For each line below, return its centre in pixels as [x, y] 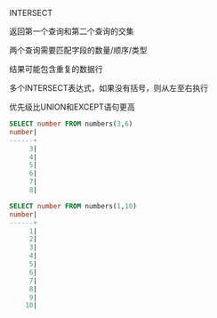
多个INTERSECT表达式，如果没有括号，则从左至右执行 [109, 88]
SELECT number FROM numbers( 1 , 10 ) [73, 206]
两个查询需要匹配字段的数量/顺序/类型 [79, 50]
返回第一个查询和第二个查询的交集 [72, 31]
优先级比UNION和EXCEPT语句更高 [72, 107]
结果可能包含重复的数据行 [56, 69]
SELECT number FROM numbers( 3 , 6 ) [71, 124]
